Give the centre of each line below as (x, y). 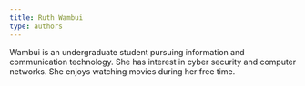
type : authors (36, 26)
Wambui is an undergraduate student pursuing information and (127, 52)
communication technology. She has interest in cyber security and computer (153, 62)
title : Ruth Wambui (46, 18)
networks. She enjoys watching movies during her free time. (122, 71)
